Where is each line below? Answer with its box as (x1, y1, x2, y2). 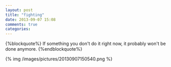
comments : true (5, 21, 38, 27)
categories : (5, 27, 31, 32)
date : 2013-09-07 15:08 (5, 17, 56, 22)
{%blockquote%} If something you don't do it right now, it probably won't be (5, 40, 166, 47)
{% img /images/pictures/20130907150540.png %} (5, 56, 113, 62)
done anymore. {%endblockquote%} (5, 46, 83, 52)
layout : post (5, 7, 33, 13)
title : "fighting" (5, 12, 44, 17)
